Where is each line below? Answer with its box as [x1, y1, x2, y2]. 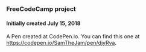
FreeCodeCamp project [6, 5, 77, 13]
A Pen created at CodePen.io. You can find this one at [6, 33, 140, 40]
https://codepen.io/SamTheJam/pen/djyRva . [6, 39, 116, 47]
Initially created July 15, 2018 [6, 20, 81, 27]
